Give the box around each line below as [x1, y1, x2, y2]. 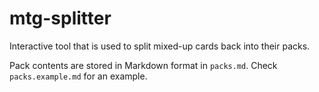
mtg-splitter [9, 7, 112, 30]
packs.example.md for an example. [9, 70, 148, 82]
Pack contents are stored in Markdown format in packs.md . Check [9, 59, 278, 71]
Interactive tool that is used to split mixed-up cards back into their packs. [9, 40, 311, 52]
